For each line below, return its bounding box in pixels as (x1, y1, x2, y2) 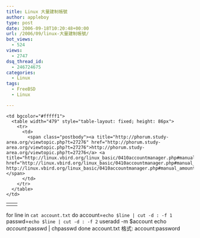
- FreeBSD (11, 86, 36, 92)
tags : (6, 81, 20, 87)
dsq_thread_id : (6, 58, 44, 64)
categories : (6, 70, 36, 76)
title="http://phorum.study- (96, 134, 169, 140)
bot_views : (6, 36, 33, 42)
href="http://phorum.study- (91, 139, 161, 145)
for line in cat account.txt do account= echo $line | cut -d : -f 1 (6, 211, 173, 218)
